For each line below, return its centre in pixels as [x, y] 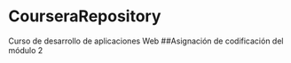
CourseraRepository [85, 16]
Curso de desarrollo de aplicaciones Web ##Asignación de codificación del [146, 41]
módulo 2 [26, 50]
